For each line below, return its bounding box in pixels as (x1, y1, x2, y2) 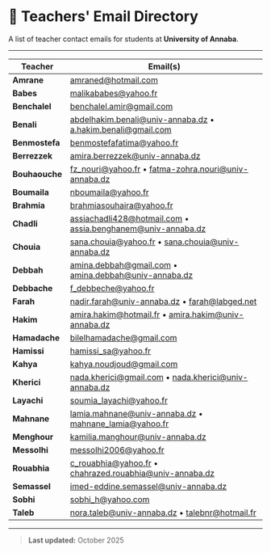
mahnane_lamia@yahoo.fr (69, 418, 169, 429)
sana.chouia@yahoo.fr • (69, 236, 163, 247)
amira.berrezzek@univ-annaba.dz (69, 150, 201, 161)
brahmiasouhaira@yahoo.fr (69, 200, 173, 211)
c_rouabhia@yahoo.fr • (69, 457, 159, 468)
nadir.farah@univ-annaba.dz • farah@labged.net (69, 295, 257, 306)
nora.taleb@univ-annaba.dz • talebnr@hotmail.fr (69, 507, 256, 518)
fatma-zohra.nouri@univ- (148, 163, 248, 175)
